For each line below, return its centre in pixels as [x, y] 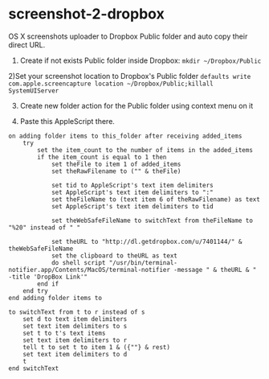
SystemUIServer [34, 91]
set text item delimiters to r [75, 340]
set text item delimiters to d [75, 354]
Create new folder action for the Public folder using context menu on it [137, 105]
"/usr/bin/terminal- [143, 262]
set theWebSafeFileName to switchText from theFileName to [152, 220]
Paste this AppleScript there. [67, 121]
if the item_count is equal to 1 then [102, 157]
